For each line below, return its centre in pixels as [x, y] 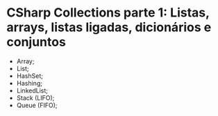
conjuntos [36, 42]
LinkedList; [32, 90]
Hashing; [30, 83]
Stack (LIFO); [35, 97]
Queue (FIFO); [37, 105]
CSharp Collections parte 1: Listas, [108, 13]
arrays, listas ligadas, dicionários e [109, 27]
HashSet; [30, 76]
